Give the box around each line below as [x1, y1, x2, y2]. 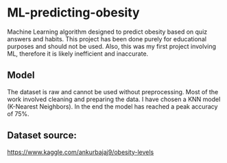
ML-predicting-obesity [7, 5, 140, 21]
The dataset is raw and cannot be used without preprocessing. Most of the [7, 87, 219, 96]
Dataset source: [7, 129, 77, 142]
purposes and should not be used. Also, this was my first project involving [7, 42, 217, 50]
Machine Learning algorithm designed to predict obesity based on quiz [7, 28, 208, 36]
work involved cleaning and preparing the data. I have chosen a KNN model [7, 95, 221, 103]
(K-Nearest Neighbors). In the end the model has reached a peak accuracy [7, 102, 218, 111]
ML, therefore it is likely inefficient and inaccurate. [7, 50, 149, 58]
